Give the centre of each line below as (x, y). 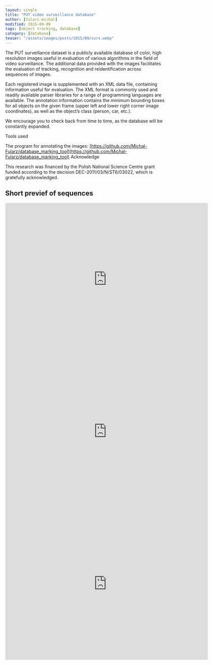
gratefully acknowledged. (32, 177)
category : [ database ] (28, 34)
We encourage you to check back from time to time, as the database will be (84, 121)
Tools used (17, 136)
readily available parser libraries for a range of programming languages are (83, 95)
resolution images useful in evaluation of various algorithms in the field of (82, 58)
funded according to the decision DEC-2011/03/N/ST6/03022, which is (79, 172)
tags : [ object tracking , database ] (43, 29)
